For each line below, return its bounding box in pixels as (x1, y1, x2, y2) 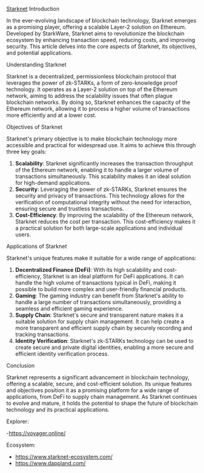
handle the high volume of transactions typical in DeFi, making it (15, 279, 177, 286)
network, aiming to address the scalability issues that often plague (6, 92, 173, 99)
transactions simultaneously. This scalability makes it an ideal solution (15, 173, 191, 180)
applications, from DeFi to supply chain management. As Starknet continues (6, 393, 197, 400)
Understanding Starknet (6, 61, 67, 68)
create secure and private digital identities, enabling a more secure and (15, 344, 194, 351)
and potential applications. (6, 49, 73, 57)
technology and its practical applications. (6, 406, 110, 413)
